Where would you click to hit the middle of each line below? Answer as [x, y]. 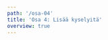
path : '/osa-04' [30, 13]
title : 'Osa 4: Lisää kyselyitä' [55, 20]
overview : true [29, 26]
